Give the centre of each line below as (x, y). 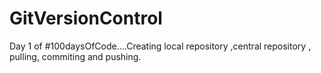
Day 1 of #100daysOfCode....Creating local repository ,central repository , (160, 46)
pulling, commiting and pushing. (75, 56)
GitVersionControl (86, 18)
